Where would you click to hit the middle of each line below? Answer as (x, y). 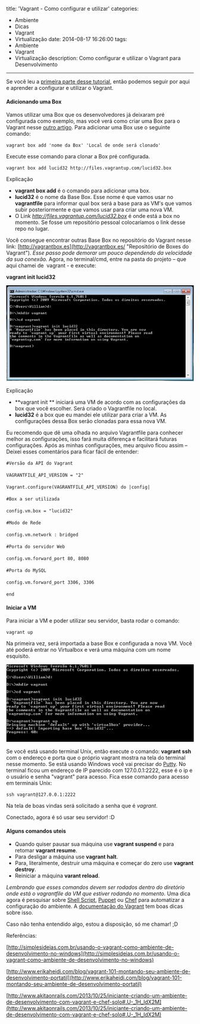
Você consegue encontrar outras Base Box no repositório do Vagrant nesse (99, 240)
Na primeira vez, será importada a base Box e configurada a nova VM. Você (99, 643)
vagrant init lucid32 (31, 277)
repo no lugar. (32, 229)
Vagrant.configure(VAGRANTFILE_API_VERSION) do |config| (78, 487)
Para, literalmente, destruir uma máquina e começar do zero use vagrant (104, 863)
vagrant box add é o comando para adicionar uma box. (82, 191)
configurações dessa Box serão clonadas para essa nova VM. (90, 421)
